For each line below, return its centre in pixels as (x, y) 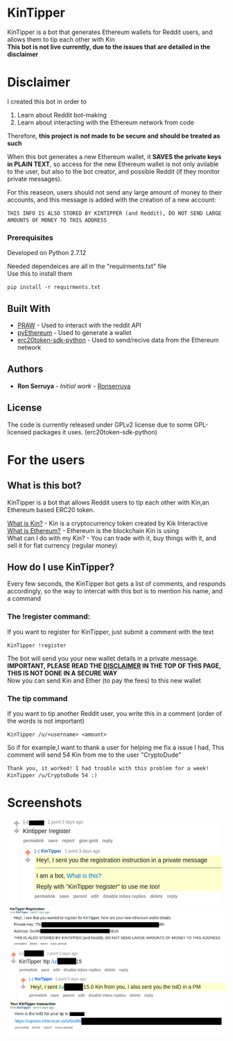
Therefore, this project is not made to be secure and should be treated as (114, 136)
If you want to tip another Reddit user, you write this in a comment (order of (115, 714)
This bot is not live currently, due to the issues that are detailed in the (109, 47)
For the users (46, 460)
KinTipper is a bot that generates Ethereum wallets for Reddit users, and (110, 32)
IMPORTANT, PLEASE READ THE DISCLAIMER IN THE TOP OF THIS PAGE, (114, 666)
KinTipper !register (37, 645)
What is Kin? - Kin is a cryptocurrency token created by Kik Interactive (107, 523)
